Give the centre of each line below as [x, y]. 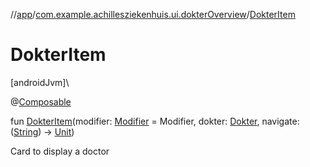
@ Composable [41, 101]
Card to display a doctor [60, 151]
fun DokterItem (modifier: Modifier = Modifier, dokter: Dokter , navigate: [155, 121]
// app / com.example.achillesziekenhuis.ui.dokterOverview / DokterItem [153, 14]
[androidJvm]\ [40, 82]
